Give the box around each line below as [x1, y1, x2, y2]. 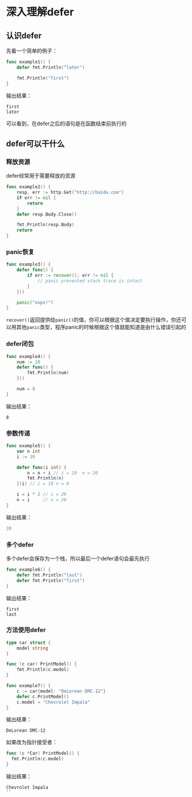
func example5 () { [6, 443, 51, 449]
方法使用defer [6, 626, 46, 634]
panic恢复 [6, 247, 35, 256]
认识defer [6, 31, 42, 41]
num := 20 [16, 359, 41, 365]
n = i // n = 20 [16, 497, 67, 503]
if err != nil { [16, 195, 57, 200]
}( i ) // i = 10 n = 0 [16, 481, 69, 487]
